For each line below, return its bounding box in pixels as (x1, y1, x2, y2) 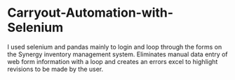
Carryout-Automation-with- (7, 5, 174, 21)
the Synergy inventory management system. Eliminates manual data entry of (7, 50, 228, 58)
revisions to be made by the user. (7, 65, 104, 73)
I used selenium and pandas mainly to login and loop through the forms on (7, 42, 222, 51)
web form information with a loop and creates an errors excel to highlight (7, 57, 218, 65)
